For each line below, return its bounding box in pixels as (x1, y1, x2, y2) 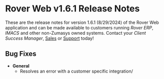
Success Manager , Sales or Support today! (5, 35, 94, 41)
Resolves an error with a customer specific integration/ (19, 68, 133, 74)
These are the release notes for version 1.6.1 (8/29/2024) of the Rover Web (5, 19, 159, 25)
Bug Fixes (5, 50, 36, 58)
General (12, 63, 30, 69)
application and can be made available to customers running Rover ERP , (5, 24, 153, 30)
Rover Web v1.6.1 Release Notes (5, 3, 140, 14)
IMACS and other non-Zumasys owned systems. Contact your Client (5, 30, 146, 36)
